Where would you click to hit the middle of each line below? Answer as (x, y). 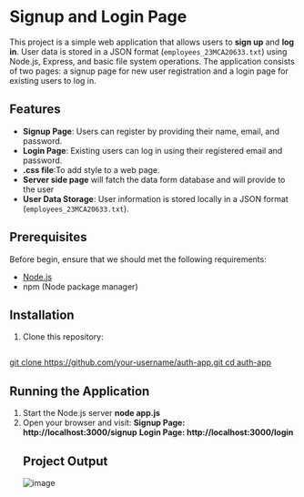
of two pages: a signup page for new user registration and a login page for (149, 71)
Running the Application (80, 391)
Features (35, 110)
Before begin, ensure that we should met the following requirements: (138, 259)
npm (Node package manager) (80, 286)
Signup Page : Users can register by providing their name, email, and (151, 131)
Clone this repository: (63, 337)
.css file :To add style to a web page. (91, 169)
